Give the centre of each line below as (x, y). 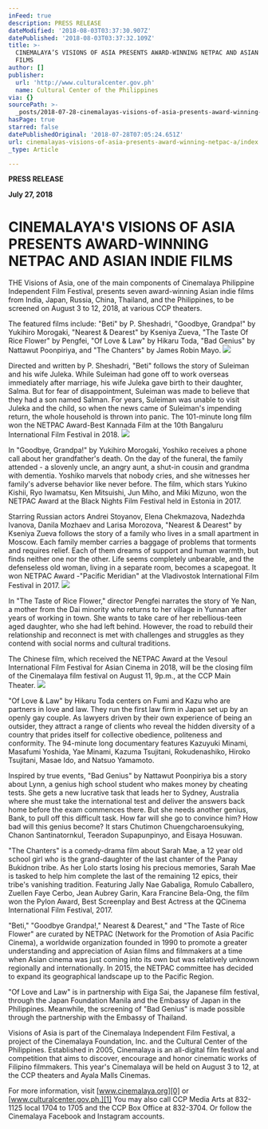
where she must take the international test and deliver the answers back (127, 801)
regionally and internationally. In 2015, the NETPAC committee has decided (131, 968)
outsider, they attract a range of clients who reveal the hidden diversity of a (132, 726)
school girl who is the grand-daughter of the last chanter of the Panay (123, 859)
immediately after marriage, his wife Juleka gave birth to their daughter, (126, 383)
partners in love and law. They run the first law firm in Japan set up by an (128, 710)
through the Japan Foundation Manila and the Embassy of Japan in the (125, 1000)
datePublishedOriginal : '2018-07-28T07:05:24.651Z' (96, 134)
